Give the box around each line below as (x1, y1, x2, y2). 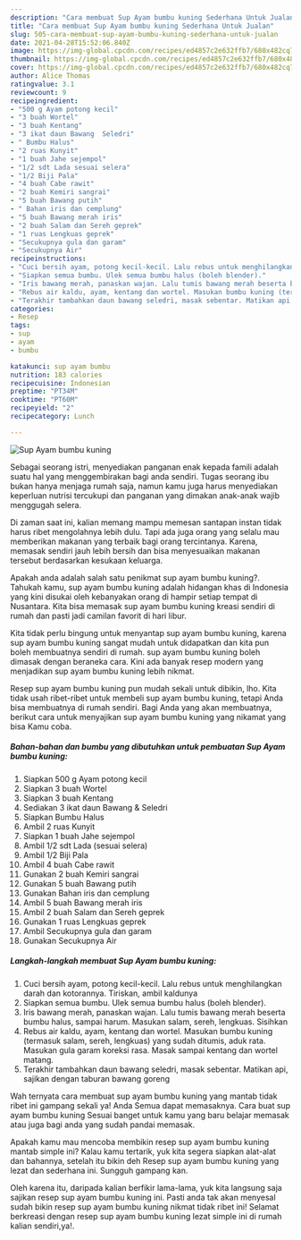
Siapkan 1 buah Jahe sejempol (22, 830, 135, 841)
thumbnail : (10, 55, 51, 64)
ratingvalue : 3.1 (10, 80, 75, 89)
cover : (10, 64, 35, 72)
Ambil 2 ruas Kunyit (22, 820, 96, 832)
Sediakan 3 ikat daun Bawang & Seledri (22, 802, 168, 812)
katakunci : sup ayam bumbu (10, 361, 111, 371)
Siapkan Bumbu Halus (22, 811, 105, 822)
